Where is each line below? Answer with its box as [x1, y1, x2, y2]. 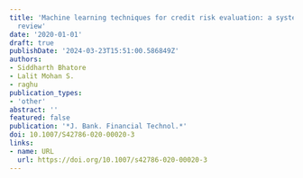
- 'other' [9, 96, 47, 106]
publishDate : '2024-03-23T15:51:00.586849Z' [9, 47, 179, 56]
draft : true [9, 38, 54, 48]
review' [17, 22, 47, 31]
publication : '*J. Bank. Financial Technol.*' [9, 122, 188, 131]
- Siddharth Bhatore [9, 64, 87, 73]
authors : [9, 55, 42, 64]
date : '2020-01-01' [9, 30, 83, 39]
